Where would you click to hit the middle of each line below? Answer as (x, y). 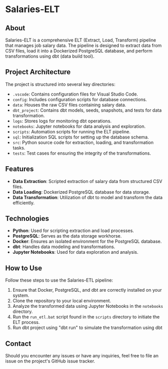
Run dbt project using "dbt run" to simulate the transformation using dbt (88, 328)
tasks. (19, 148)
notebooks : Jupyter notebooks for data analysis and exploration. (79, 126)
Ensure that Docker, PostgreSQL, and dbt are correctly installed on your (87, 290)
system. (21, 295)
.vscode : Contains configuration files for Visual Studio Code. (75, 94)
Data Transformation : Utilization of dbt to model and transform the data (88, 197)
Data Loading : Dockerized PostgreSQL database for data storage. (81, 192)
